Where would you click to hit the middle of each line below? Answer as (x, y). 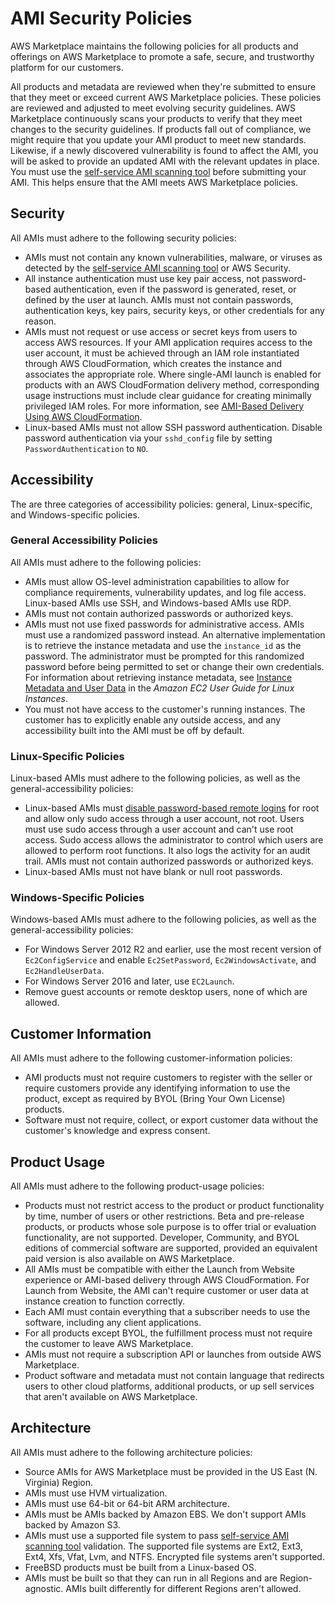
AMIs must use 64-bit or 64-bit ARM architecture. (127, 1503)
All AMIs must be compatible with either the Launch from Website (159, 1269)
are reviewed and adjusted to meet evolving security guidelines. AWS (153, 108)
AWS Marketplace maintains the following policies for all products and (154, 46)
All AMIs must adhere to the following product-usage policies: (137, 1186)
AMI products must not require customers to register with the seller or (168, 1078)
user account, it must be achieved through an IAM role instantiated (162, 353)
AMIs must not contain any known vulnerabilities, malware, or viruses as (173, 257)
